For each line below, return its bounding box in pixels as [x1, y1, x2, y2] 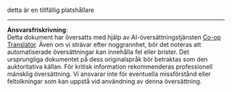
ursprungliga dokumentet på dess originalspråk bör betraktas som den [7, 55, 209, 63]
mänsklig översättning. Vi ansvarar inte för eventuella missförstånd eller [7, 70, 211, 78]
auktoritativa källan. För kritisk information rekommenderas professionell [7, 62, 213, 71]
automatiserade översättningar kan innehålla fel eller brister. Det [7, 48, 190, 56]
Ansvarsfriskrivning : [7, 26, 68, 34]
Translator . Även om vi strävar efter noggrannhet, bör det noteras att [7, 41, 202, 48]
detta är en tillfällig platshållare [7, 6, 95, 14]
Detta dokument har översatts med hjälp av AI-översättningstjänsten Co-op [7, 33, 222, 41]
